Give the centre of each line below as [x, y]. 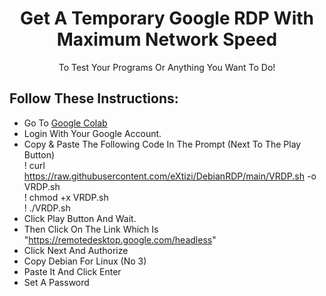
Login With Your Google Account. [92, 133]
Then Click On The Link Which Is [91, 229]
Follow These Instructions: [94, 98]
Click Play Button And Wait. [80, 218]
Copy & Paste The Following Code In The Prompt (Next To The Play [162, 144]
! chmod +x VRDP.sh [66, 197]
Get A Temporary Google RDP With [167, 18]
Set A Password [56, 282]
